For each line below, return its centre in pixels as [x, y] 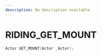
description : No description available [48, 10]
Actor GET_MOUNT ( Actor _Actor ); [40, 48]
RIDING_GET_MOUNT [51, 35]
